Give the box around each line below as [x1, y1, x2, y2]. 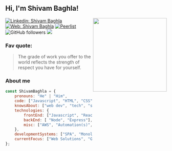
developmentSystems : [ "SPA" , [14, 132, 77, 137]
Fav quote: [5, 42, 32, 49]
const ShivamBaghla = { [5, 89, 56, 94]
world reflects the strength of [17, 59, 80, 66]
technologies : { [14, 107, 50, 113]
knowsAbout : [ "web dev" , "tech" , [14, 103, 86, 109]
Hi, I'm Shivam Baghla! [5, 4, 79, 13]
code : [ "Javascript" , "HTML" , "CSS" [14, 98, 93, 104]
